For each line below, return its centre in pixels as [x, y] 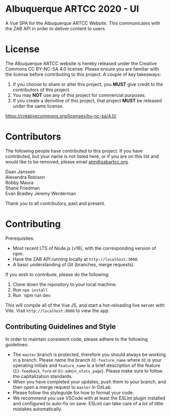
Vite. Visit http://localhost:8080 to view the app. [58, 310]
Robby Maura [19, 182]
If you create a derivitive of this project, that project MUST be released [87, 100]
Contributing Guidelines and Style [61, 327]
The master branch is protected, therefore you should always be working [89, 355]
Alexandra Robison [25, 177]
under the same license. [38, 106]
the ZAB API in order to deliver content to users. [56, 28]
